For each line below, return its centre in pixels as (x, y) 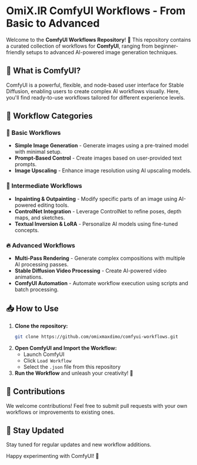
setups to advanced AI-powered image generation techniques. (102, 52)
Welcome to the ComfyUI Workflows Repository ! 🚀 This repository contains (98, 39)
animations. (29, 277)
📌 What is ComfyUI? (44, 71)
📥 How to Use (32, 309)
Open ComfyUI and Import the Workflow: (66, 348)
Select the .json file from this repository (72, 367)
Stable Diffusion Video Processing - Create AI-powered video (91, 271)
